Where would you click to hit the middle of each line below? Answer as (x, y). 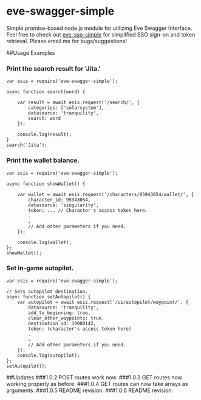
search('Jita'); (27, 145)
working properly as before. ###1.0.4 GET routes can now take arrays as (97, 384)
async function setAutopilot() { (49, 296)
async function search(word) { (46, 92)
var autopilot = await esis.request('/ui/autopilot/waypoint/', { (103, 302)
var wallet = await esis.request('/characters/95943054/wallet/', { (106, 194)
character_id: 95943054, (60, 200)
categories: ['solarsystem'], (66, 108)
